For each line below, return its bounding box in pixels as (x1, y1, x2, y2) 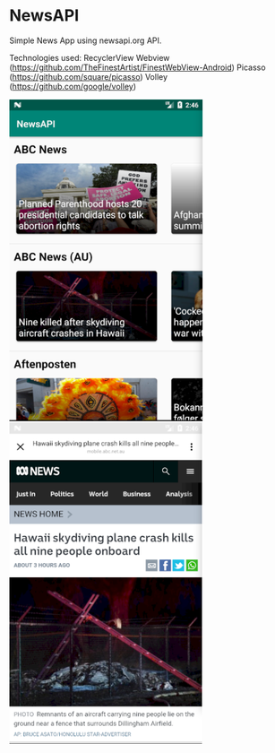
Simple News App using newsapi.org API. (9, 35, 162, 46)
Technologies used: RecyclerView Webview (9, 52, 170, 63)
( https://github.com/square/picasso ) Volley (9, 71, 168, 82)
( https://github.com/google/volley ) (9, 81, 137, 91)
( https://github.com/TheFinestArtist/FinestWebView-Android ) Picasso (9, 62, 266, 73)
